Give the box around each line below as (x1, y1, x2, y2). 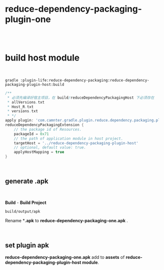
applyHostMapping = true (14, 150, 64, 155)
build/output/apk (5, 209, 41, 214)
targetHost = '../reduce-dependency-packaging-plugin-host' (14, 141, 139, 145)
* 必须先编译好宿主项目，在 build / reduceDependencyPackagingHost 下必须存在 (7, 95, 155, 100)
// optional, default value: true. (14, 145, 86, 150)
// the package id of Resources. (14, 127, 82, 132)
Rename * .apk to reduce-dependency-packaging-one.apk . (5, 217, 128, 223)
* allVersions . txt (7, 100, 45, 104)
